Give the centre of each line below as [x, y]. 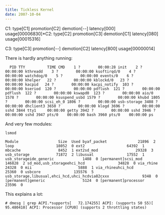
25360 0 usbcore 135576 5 [49, 172]
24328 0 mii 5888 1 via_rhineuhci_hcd [69, 168]
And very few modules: [29, 124]
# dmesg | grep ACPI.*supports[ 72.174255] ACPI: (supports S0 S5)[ [79, 203]
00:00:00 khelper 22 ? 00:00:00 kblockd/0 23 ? [67, 80]
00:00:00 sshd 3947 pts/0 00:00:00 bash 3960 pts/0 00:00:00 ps [79, 115]
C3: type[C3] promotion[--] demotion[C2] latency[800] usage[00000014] [80, 48]
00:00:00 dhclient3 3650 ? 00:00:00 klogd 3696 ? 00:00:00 [83, 106]
